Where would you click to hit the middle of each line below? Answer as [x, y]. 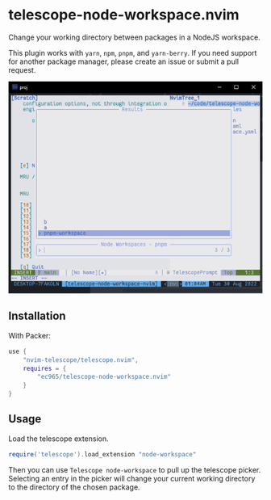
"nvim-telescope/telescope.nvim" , [81, 360]
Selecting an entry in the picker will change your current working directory [132, 478]
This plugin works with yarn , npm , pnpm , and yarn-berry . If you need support [133, 53]
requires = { [45, 368]
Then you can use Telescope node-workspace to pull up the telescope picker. [135, 469]
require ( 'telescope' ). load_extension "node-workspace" [102, 454]
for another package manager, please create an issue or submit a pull [124, 61]
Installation [37, 316]
